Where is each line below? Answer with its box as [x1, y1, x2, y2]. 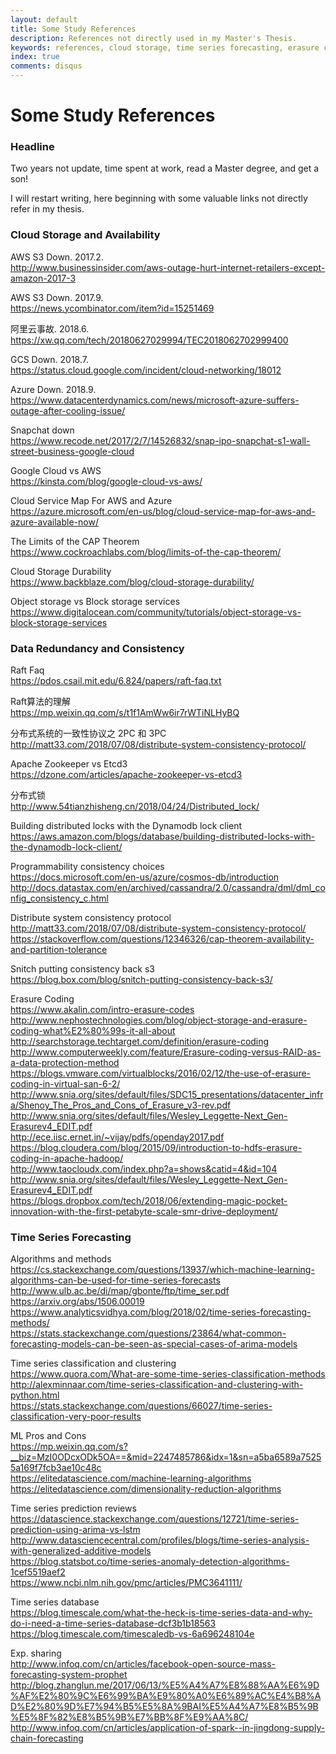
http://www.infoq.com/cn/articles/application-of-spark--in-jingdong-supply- [10, 1722, 326, 1734]
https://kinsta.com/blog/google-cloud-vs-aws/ [10, 475, 203, 487]
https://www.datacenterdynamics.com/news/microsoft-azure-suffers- [10, 394, 300, 406]
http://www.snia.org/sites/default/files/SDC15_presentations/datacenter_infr [10, 1089, 324, 1101]
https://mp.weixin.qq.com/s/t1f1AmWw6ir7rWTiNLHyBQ [10, 707, 240, 719]
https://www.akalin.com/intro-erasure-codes [10, 1004, 195, 1016]
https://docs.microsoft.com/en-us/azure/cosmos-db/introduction [10, 871, 280, 883]
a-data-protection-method [10, 1057, 120, 1069]
